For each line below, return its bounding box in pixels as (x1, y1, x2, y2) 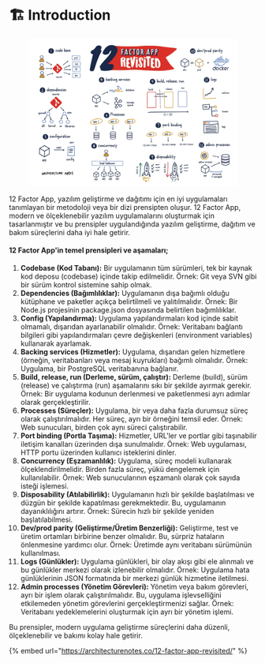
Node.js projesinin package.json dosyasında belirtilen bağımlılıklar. (20, 305, 237, 314)
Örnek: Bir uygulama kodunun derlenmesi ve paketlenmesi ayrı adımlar (20, 388, 251, 399)
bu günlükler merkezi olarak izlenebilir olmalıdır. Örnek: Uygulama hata (20, 565, 250, 575)
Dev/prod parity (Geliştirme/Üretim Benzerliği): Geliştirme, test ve (20, 523, 239, 533)
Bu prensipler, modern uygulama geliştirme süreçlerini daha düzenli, (9, 622, 230, 631)
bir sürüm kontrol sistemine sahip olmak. (20, 279, 152, 289)
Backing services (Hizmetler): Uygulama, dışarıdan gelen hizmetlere (20, 346, 245, 356)
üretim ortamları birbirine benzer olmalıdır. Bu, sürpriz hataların (20, 531, 225, 541)
